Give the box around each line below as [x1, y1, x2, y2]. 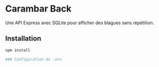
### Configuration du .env [5, 56, 62, 62]
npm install [5, 47, 30, 53]
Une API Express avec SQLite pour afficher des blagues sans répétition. [5, 20, 154, 26]
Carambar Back [5, 3, 72, 15]
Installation [5, 34, 41, 43]
